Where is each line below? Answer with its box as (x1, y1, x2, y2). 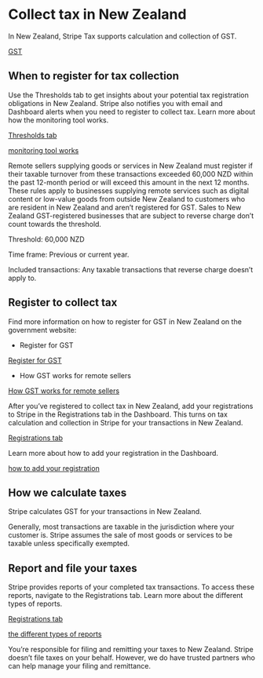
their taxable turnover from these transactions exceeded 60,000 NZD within (8, 169, 254, 178)
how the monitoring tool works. (8, 115, 109, 125)
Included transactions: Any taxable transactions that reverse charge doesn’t (8, 264, 254, 274)
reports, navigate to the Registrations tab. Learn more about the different (8, 591, 243, 600)
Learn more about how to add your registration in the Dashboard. (8, 448, 218, 457)
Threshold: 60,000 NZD (8, 234, 85, 244)
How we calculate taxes (8, 486, 127, 499)
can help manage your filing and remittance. (8, 662, 152, 671)
